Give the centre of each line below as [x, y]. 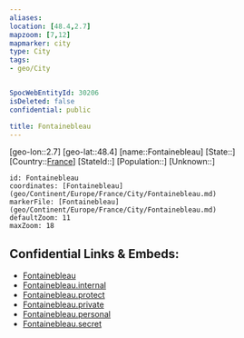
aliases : [26, 18]
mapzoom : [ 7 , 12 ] [40, 35]
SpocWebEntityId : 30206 [54, 93]
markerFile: [32, 202]
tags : [20, 60]
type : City [30, 52]
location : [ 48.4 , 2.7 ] [50, 26]
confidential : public [50, 110]
